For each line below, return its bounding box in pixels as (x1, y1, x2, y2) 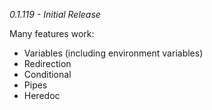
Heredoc (23, 90, 61, 101)
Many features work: (9, 28, 95, 39)
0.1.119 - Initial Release (9, 9, 101, 20)
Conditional (23, 69, 72, 80)
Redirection (23, 58, 72, 69)
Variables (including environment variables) (23, 47, 204, 59)
